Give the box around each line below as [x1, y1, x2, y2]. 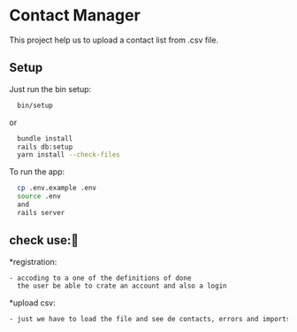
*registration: [9, 256, 57, 266]
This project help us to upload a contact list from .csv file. [9, 35, 219, 45]
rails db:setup [17, 143, 73, 151]
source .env [17, 192, 62, 201]
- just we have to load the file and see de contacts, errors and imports [9, 315, 291, 324]
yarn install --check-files [17, 151, 121, 159]
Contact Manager [9, 5, 141, 26]
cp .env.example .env [17, 183, 97, 193]
